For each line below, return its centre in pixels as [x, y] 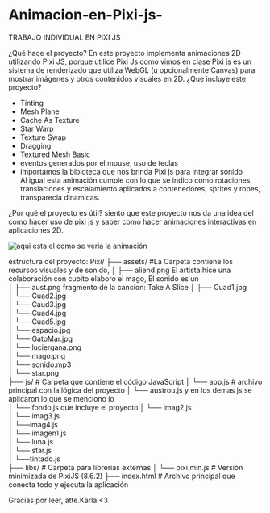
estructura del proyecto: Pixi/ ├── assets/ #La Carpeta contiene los [121, 261]
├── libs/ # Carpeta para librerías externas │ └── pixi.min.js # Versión [126, 467]
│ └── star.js [30, 450]
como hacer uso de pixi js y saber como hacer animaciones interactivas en [133, 221]
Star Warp [37, 128]
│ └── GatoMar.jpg [41, 338]
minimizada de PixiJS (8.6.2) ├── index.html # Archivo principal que [122, 476]
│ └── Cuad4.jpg [37, 313]
